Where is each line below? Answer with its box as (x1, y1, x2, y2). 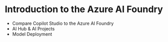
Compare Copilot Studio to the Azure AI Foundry (12, 20, 114, 26)
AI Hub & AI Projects (12, 25, 55, 31)
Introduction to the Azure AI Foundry (5, 4, 163, 15)
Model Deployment (12, 31, 52, 37)
